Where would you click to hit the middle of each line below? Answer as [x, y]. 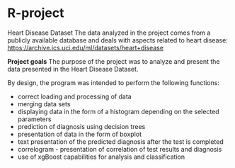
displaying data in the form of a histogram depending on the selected [118, 111]
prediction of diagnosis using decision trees [81, 126]
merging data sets [44, 103]
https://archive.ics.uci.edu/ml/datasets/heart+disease [86, 47]
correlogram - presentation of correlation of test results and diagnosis [120, 149]
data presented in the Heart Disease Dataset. [73, 69]
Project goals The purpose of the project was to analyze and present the [114, 61]
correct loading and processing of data [75, 96]
